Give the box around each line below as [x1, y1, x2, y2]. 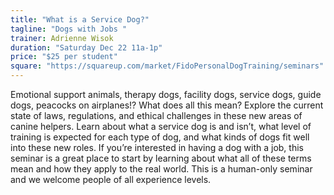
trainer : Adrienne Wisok [10, 33, 114, 43]
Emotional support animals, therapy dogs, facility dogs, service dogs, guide [10, 89, 322, 100]
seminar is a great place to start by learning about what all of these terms [10, 152, 312, 164]
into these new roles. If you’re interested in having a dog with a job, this [10, 142, 304, 153]
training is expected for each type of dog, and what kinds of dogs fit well [10, 131, 310, 143]
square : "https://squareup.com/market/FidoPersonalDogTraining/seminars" [10, 61, 325, 71]
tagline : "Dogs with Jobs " [10, 24, 128, 34]
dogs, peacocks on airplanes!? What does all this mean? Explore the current [10, 99, 324, 111]
